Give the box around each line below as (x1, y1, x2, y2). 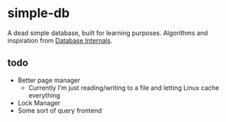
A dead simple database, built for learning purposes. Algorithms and (7, 29, 208, 37)
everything (28, 91, 61, 99)
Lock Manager (17, 98, 61, 107)
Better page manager (17, 76, 81, 84)
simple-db (7, 5, 70, 21)
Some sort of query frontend (17, 106, 102, 115)
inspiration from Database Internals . (7, 36, 113, 44)
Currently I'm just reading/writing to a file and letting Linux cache (28, 83, 220, 92)
